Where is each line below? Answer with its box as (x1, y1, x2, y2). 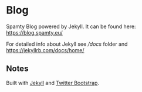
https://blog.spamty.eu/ (6, 29, 63, 36)
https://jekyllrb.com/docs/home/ (6, 46, 84, 53)
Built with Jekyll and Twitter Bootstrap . (6, 79, 100, 86)
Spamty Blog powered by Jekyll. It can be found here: (6, 23, 136, 30)
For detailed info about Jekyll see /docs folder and (6, 40, 128, 47)
